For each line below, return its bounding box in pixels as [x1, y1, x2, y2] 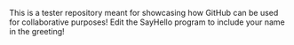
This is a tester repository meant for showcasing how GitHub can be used [9, 8, 279, 18]
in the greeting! [9, 26, 65, 36]
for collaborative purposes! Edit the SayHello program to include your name [9, 17, 286, 27]
